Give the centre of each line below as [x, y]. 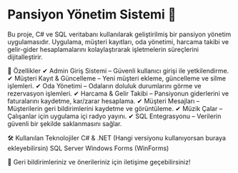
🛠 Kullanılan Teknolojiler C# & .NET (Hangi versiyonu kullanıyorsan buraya [117, 137]
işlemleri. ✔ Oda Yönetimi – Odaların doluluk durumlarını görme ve [104, 85]
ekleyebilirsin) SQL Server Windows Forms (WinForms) [88, 148]
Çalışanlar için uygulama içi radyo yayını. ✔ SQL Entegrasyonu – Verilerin [114, 116]
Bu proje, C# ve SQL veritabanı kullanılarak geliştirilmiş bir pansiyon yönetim [119, 34]
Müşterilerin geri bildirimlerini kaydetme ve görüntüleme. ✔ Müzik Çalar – [115, 108]
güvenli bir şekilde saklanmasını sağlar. [65, 123]
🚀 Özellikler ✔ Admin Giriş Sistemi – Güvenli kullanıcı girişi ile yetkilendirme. [118, 70]
